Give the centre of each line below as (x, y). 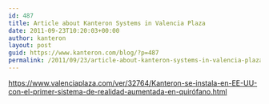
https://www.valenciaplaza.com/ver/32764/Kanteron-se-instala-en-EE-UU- (133, 83)
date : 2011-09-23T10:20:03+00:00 (64, 30)
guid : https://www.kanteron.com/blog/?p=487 (84, 53)
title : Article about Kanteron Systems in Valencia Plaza (107, 23)
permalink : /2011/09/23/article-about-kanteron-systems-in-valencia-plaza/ (137, 61)
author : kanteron (37, 38)
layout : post (30, 46)
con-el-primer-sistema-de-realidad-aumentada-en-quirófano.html (118, 91)
